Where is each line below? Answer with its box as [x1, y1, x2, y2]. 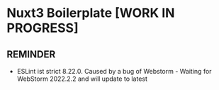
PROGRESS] [6, 20, 79, 36]
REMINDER [6, 48, 56, 60]
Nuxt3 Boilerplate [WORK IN [6, 5, 175, 21]
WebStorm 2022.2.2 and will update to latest [16, 74, 148, 83]
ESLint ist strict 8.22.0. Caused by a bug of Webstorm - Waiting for [16, 67, 212, 75]
